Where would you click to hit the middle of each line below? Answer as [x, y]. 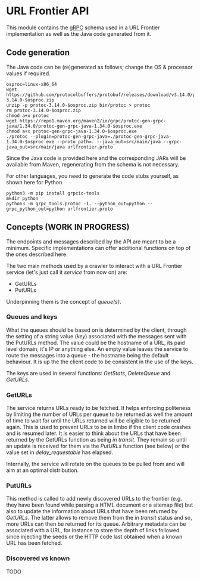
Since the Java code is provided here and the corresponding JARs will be [96, 158]
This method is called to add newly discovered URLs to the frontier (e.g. [94, 499]
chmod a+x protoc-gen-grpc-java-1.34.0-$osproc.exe [71, 131]
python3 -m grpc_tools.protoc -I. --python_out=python [76, 203]
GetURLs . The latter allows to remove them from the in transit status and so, [99, 518]
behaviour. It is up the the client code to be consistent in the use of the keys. [100, 362]
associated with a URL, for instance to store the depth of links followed [93, 530]
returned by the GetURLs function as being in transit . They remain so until [96, 440]
